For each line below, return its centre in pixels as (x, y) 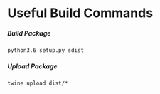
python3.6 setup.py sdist (46, 51)
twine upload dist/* (38, 83)
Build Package (29, 33)
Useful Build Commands (80, 13)
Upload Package (33, 66)
